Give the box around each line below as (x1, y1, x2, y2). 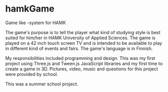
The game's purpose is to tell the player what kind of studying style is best (5, 29, 161, 35)
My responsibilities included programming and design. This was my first (5, 55, 155, 61)
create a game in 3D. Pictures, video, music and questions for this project (5, 66, 158, 72)
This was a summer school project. (5, 81, 78, 87)
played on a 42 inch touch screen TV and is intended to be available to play (5, 40, 162, 46)
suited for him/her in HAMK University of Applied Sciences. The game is (5, 35, 156, 41)
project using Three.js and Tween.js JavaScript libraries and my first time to (5, 60, 163, 66)
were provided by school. (5, 71, 58, 77)
